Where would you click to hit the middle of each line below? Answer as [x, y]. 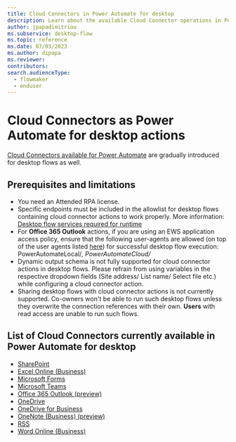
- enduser [28, 86]
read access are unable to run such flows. [78, 314]
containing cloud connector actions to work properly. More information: [121, 216]
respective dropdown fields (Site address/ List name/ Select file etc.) [117, 276]
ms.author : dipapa [34, 53]
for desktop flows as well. [45, 163]
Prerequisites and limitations [71, 185]
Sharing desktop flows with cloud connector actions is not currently [116, 291]
